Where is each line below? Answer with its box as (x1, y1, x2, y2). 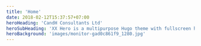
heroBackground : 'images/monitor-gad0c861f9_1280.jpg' (6, 31, 146, 37)
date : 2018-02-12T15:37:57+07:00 (6, 14, 90, 20)
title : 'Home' (6, 8, 42, 15)
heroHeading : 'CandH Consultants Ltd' (6, 20, 103, 26)
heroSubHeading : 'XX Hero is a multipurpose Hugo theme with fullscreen (6, 25, 191, 32)
